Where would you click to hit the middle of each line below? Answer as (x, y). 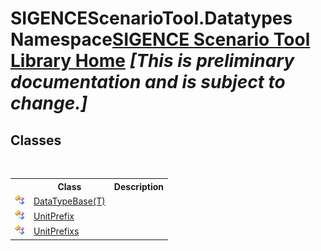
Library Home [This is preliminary (152, 61)
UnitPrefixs (56, 231)
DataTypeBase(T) (69, 201)
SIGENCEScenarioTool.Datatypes (151, 18)
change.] (49, 103)
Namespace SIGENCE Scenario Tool (160, 39)
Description (138, 186)
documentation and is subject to (148, 82)
